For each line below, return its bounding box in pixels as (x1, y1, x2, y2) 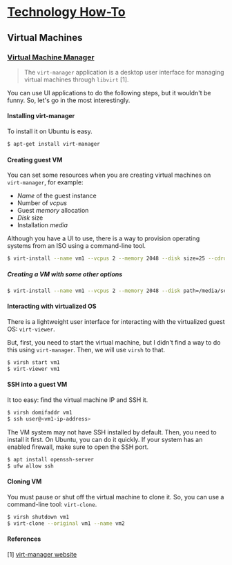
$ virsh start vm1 (7, 359, 60, 366)
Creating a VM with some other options (7, 270, 123, 278)
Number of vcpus (17, 199, 68, 207)
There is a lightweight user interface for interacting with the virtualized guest (7, 318, 225, 326)
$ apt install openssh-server (7, 456, 95, 463)
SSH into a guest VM (7, 381, 68, 389)
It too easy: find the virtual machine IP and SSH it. (7, 396, 148, 404)
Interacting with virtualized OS (7, 302, 97, 311)
